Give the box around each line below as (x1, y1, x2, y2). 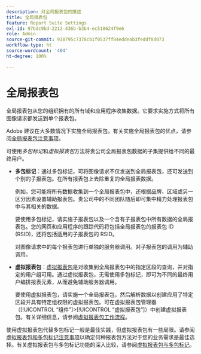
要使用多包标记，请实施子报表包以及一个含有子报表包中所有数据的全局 (14, 215, 188, 222)
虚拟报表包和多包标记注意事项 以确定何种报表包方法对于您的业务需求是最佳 (6, 333, 190, 341)
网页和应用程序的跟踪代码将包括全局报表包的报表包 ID (41, 222, 174, 230)
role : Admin (6, 31, 36, 37)
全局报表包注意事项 (11, 135, 59, 142)
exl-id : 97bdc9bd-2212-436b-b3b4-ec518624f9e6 (6, 25, 124, 32)
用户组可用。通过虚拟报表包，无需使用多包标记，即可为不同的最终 (25, 270, 188, 278)
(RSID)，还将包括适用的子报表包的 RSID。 (14, 230, 118, 237)
